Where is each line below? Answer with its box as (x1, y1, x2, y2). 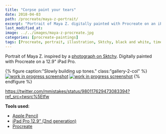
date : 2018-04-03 (5, 12, 41, 17)
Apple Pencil (12, 113, 39, 119)
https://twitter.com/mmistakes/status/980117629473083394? (5, 88, 130, 94)
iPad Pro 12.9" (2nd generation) (12, 118, 77, 124)
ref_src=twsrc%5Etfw (5, 93, 49, 99)
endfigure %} (5, 78, 33, 84)
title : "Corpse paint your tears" (5, 7, 77, 12)
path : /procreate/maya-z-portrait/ (5, 16, 79, 21)
